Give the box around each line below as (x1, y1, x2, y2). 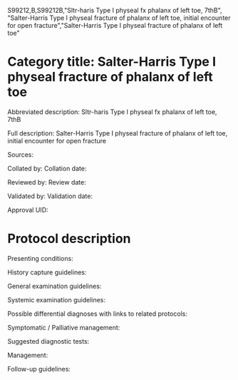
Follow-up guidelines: (7, 364, 71, 373)
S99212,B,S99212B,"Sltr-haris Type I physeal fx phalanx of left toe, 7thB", (7, 6, 222, 14)
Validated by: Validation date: (7, 192, 93, 200)
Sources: (7, 150, 34, 159)
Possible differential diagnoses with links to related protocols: (7, 309, 187, 318)
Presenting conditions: (7, 254, 73, 262)
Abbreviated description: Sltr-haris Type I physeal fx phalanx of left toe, (7, 107, 217, 116)
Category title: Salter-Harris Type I (7, 53, 216, 70)
